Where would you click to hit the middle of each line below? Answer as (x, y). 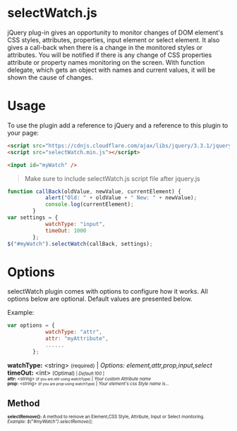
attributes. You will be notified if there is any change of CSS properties (110, 55)
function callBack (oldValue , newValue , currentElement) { (94, 192)
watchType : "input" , (75, 224)
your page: (23, 132)
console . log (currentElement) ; (89, 205)
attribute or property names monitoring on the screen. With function (106, 62)
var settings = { (33, 218)
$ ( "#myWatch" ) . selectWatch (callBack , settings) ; (80, 244)
